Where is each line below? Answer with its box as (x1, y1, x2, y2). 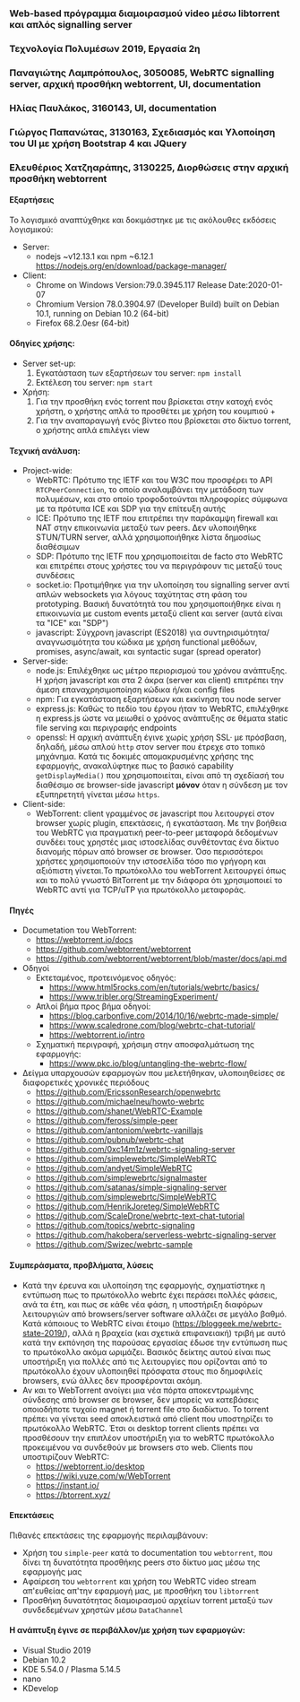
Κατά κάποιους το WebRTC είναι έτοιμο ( (21, 1317, 176, 1329)
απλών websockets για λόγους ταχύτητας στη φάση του (35, 589, 248, 600)
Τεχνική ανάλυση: (9, 445, 81, 456)
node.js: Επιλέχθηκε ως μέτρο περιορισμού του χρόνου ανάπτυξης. (35, 665, 287, 676)
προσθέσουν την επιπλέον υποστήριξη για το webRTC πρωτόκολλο (21, 1432, 275, 1443)
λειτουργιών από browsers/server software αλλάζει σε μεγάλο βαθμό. (21, 1308, 287, 1319)
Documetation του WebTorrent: (21, 925, 137, 935)
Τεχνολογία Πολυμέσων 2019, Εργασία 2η (9, 42, 201, 55)
